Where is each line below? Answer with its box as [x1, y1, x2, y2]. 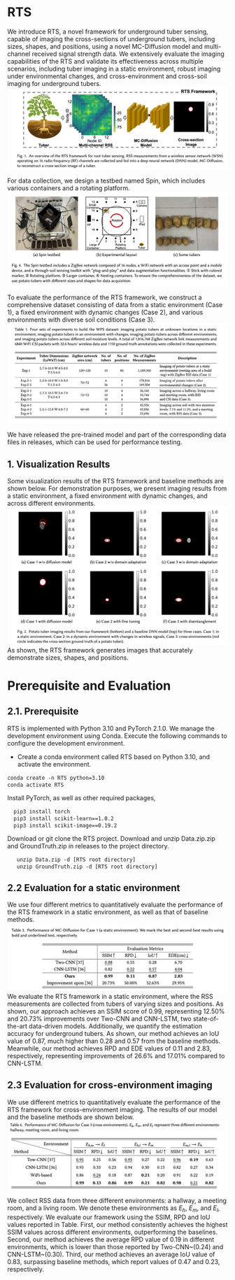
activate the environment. [17, 760, 92, 768]
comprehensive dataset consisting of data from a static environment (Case [7, 300, 223, 308]
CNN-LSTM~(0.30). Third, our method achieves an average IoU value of [7, 1250, 215, 1258]
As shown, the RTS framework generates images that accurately [7, 646, 193, 654]
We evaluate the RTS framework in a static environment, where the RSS [7, 993, 213, 1000]
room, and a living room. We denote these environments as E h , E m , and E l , [7, 1204, 220, 1214]
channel [7, 50, 31, 58]
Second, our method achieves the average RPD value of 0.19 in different [7, 1235, 215, 1244]
